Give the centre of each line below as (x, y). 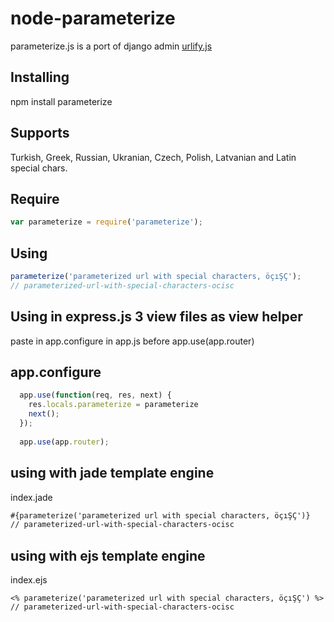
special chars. (39, 168)
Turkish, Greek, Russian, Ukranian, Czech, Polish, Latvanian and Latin (153, 157)
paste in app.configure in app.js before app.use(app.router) (132, 341)
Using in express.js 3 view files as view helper (156, 317)
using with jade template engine (112, 473)
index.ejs (29, 580)
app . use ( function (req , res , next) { (95, 395)
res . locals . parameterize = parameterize (113, 405)
